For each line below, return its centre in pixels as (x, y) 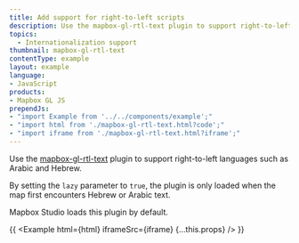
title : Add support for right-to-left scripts (97, 17)
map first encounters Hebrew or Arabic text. (90, 194)
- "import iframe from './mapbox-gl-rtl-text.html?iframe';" (125, 134)
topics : (24, 34)
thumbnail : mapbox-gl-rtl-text (67, 51)
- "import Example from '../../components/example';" (111, 117)
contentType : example (49, 59)
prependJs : (29, 109)
